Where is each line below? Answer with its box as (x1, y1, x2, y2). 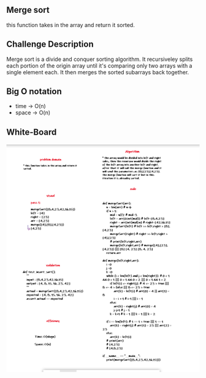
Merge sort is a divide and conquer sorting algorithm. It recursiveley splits (6, 55, 193, 63)
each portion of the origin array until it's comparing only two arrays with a (6, 61, 193, 69)
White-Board (6, 127, 57, 137)
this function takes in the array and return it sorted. (6, 21, 135, 28)
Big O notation (6, 86, 63, 97)
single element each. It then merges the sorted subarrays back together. (6, 68, 189, 76)
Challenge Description (6, 39, 94, 50)
